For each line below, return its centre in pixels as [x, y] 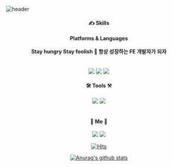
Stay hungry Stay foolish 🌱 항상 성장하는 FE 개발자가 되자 [99, 52]
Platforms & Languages [99, 39]
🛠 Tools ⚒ [99, 86]
